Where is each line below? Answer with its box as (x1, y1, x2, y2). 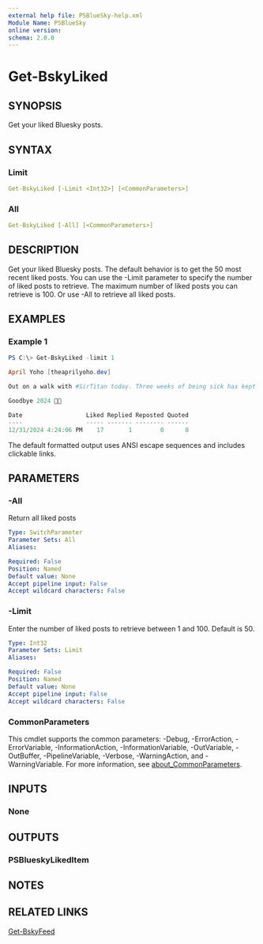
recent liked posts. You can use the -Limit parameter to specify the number (8, 272, 253, 282)
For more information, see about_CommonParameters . (66, 759, 242, 768)
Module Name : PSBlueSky (8, 19, 87, 27)
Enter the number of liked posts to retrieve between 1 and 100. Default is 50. (8, 624, 255, 633)
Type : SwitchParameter (8, 529, 83, 536)
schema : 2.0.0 (8, 33, 55, 42)
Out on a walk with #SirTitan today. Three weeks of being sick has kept (8, 383, 257, 391)
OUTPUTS (8, 830, 59, 844)
